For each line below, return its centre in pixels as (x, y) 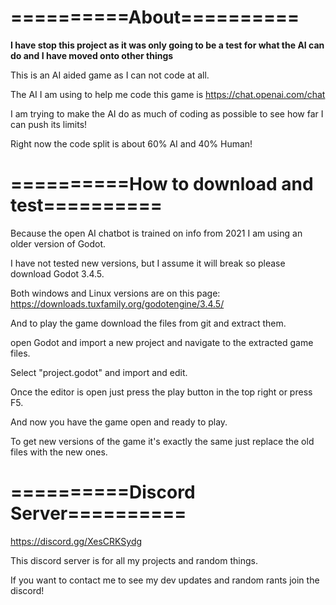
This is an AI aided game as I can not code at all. (110, 75)
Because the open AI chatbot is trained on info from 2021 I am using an (156, 233)
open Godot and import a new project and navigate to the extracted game (162, 342)
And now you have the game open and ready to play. (119, 422)
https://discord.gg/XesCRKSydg (76, 541)
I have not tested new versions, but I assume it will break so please (148, 263)
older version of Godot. (58, 243)
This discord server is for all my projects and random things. (134, 560)
